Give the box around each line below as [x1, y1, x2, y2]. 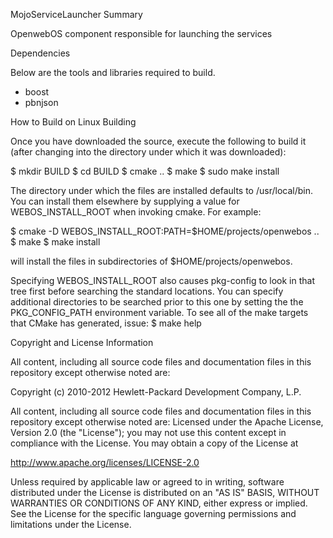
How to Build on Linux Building [10, 116, 137, 128]
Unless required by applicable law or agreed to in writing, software [10, 476, 285, 488]
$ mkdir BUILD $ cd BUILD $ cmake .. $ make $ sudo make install [10, 165, 280, 177]
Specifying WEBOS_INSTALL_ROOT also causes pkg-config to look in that [10, 275, 315, 286]
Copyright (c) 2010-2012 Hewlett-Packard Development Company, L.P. [10, 386, 302, 398]
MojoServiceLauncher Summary [10, 9, 143, 20]
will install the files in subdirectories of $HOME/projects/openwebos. [10, 255, 293, 267]
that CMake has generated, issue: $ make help [10, 317, 202, 329]
